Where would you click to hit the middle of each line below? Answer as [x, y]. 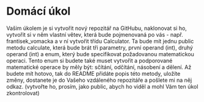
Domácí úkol [38, 11]
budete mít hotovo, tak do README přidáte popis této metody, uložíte [93, 73]
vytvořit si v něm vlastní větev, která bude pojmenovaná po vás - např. [95, 34]
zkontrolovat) [23, 93]
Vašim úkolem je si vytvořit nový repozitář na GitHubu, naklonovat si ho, [97, 28]
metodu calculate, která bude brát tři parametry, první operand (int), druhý [100, 48]
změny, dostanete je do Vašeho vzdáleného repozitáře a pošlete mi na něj [99, 80]
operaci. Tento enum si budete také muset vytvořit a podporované [89, 60]
